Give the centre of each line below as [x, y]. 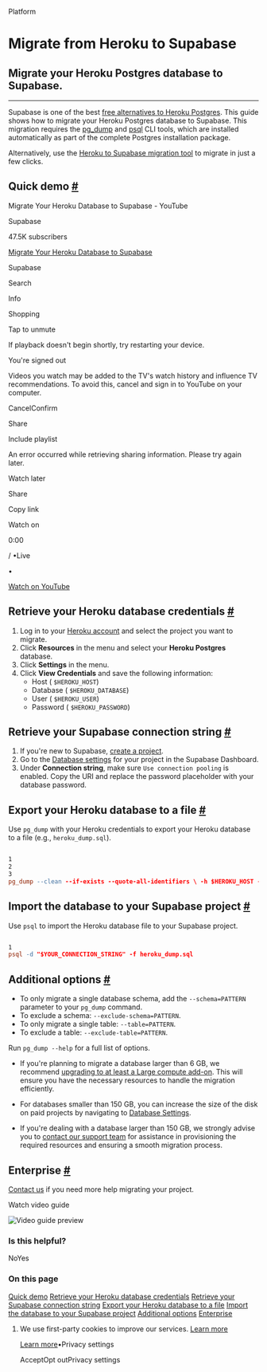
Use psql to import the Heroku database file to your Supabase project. [123, 926]
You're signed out [37, 360]
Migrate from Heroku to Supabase [122, 44]
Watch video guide [39, 1205]
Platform [22, 12]
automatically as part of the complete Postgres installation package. [120, 138]
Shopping [24, 313]
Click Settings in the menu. [64, 664]
